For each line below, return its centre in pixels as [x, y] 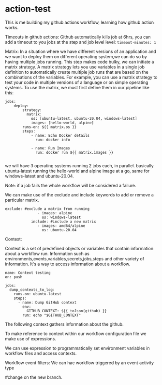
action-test [28, 9]
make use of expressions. [31, 338]
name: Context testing [28, 273]
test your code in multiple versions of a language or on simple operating [77, 82]
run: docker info [53, 140]
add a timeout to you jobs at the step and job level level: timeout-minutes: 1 [81, 42]
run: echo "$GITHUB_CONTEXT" [52, 315]
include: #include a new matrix [63, 222]
